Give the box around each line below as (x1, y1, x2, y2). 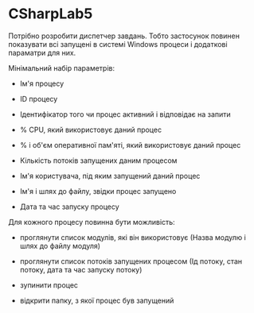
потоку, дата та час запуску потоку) (19, 265, 143, 274)
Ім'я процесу (19, 79, 64, 88)
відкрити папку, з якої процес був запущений (19, 296, 174, 305)
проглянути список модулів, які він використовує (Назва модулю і (19, 232, 247, 242)
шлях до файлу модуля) (19, 241, 101, 250)
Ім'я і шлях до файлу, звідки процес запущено (19, 186, 177, 195)
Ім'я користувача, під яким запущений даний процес (19, 171, 201, 180)
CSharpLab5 (8, 5, 93, 23)
